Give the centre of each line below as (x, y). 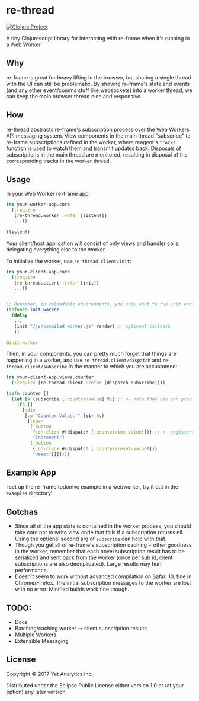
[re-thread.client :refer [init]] (57, 283)
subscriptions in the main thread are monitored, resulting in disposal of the (97, 154)
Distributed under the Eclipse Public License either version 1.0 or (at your (95, 685)
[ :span (36, 421)
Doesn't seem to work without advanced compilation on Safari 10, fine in (103, 576)
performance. (31, 571)
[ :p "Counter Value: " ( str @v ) (65, 416)
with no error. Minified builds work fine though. (72, 589)
